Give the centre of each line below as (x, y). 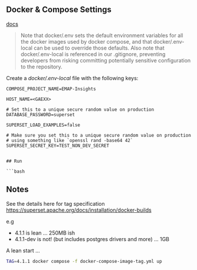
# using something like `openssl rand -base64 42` (70, 140)
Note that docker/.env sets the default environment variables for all (102, 35)
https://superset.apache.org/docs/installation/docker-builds (79, 210)
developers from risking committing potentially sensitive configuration (106, 60)
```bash (16, 171)
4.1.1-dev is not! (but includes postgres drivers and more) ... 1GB (92, 239)
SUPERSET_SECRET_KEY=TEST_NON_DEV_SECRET (58, 146)
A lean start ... (23, 251)
